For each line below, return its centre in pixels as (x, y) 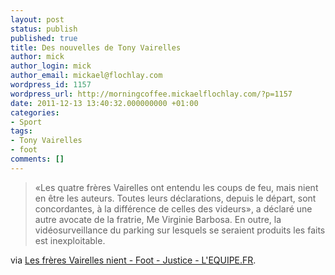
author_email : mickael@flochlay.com (86, 76)
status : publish (44, 29)
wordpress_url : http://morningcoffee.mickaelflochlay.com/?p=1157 (151, 94)
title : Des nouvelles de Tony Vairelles (96, 47)
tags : (21, 131)
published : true (44, 38)
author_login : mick (51, 66)
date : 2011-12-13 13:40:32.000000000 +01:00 (104, 103)
